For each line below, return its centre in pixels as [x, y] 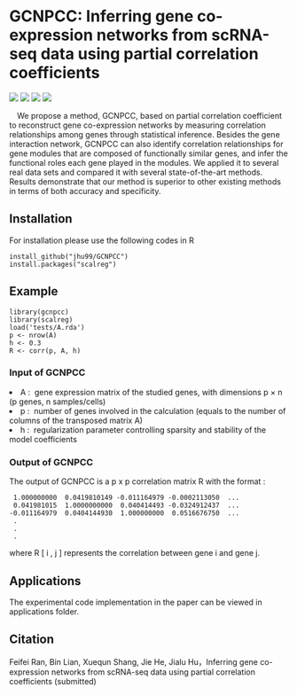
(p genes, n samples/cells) [58, 402]
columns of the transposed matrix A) [76, 420]
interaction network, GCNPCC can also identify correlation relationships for [146, 144]
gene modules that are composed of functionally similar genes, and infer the [148, 153]
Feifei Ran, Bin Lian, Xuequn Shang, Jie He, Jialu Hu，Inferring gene [134, 661]
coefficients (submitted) [53, 681]
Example [34, 291]
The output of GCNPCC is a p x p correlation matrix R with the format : [137, 481]
